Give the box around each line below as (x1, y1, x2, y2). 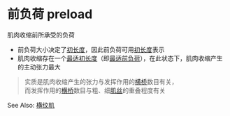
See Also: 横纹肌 (7, 101, 55, 109)
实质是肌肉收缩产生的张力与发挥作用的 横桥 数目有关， (24, 77, 178, 85)
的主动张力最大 (17, 63, 61, 71)
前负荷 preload (7, 6, 93, 22)
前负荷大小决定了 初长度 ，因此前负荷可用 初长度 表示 (17, 45, 165, 53)
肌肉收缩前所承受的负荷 (7, 31, 75, 39)
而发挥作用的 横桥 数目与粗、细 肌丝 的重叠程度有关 (24, 86, 166, 94)
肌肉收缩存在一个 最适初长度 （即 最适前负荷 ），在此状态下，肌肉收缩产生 (17, 53, 223, 63)
